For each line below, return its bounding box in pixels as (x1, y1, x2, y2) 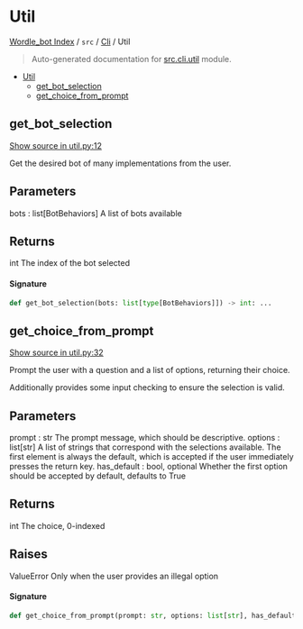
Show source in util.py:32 (9, 347, 104, 358)
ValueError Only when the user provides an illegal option (9, 570, 219, 581)
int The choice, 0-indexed (9, 520, 106, 531)
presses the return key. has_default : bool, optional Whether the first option (9, 461, 289, 472)
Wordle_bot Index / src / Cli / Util (9, 36, 131, 47)
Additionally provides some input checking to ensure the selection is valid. (9, 382, 286, 393)
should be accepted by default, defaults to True (9, 470, 187, 481)
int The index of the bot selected (9, 258, 131, 269)
